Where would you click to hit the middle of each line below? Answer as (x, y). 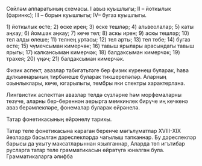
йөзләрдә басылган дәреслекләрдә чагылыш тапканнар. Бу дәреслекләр (101, 137)
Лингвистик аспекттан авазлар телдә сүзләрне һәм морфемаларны (94, 95)
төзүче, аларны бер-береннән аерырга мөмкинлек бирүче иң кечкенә (97, 101)
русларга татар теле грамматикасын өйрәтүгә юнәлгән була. (85, 150)
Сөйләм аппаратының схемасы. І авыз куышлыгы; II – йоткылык (89, 9)
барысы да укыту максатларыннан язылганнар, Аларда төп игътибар (96, 143)
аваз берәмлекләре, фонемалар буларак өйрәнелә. (73, 107)
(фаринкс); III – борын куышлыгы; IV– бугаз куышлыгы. (76, 15)
